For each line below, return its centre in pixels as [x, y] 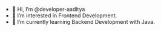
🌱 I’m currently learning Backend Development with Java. [84, 22]
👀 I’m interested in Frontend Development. [64, 15]
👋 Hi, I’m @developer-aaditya [48, 9]
